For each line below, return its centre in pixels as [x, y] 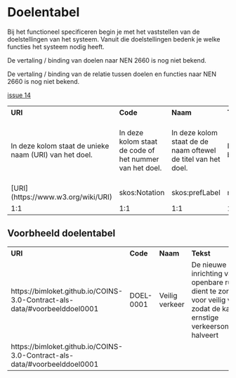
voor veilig [209, 300]
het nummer [139, 159]
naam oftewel [194, 150]
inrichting [207, 273]
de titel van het [196, 159]
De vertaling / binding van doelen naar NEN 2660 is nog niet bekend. [107, 60]
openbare [207, 282]
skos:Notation [142, 192]
